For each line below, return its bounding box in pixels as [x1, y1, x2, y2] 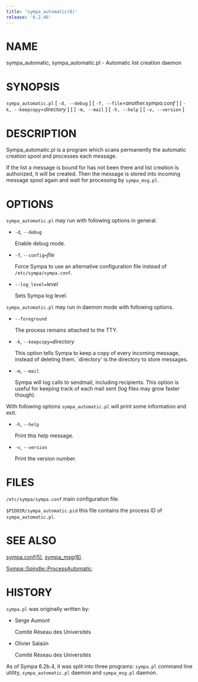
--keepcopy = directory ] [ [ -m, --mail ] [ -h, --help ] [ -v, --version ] [14, 106, 185, 113]
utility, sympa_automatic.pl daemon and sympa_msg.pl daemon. [6, 669, 158, 676]
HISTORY [6, 586, 53, 599]
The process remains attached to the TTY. [14, 326, 118, 334]
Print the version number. [14, 455, 77, 462]
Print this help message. [14, 432, 74, 439]
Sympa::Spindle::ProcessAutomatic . [6, 565, 93, 572]
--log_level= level [14, 281, 58, 288]
